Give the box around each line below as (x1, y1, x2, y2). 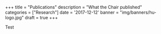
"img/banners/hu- (119, 9, 157, 15)
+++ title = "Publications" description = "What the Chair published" (5, 4, 142, 10)
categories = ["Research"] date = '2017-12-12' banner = (5, 9, 119, 15)
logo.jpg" (5, 15, 24, 20)
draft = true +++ (24, 15, 58, 20)
